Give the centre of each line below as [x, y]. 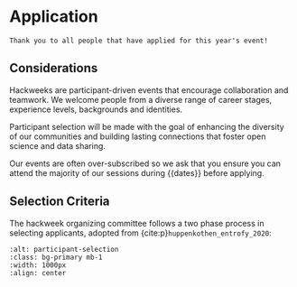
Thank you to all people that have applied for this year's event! [139, 41]
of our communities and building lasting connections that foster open [138, 136]
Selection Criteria [60, 202]
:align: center [38, 273]
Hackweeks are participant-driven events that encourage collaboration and [149, 90]
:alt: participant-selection [64, 249]
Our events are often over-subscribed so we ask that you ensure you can [145, 163]
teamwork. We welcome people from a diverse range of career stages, [141, 99]
